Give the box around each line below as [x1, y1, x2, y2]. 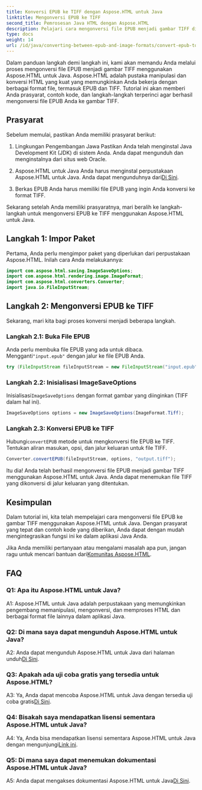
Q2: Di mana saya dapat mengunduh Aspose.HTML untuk [6, 628, 178, 636]
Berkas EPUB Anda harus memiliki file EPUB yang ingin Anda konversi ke [14, 185, 195, 192]
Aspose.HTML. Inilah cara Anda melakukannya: [6, 256, 124, 263]
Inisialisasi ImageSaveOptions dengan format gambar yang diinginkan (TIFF [6, 392, 188, 399]
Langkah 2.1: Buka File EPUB [6, 332, 90, 341]
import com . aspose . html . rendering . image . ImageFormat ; [6, 273, 144, 279]
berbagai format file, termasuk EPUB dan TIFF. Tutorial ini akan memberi [6, 84, 185, 92]
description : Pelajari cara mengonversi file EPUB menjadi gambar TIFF [6, 25, 189, 32]
